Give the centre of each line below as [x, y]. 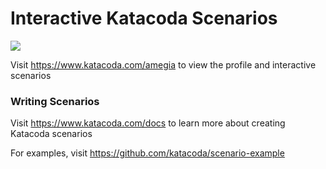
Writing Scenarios [55, 101]
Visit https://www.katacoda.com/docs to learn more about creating [148, 123]
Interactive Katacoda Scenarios [144, 18]
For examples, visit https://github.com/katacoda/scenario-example [147, 153]
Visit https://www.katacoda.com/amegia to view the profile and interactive [163, 64]
